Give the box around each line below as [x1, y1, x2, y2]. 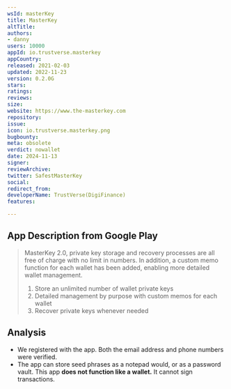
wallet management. [24, 270, 83, 279]
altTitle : [7, 23, 36, 30]
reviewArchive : [7, 165, 51, 173]
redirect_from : [7, 185, 51, 192]
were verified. [17, 353, 58, 361]
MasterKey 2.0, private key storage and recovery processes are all [24, 248, 215, 257]
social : [7, 178, 30, 185]
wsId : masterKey [7, 10, 54, 17]
